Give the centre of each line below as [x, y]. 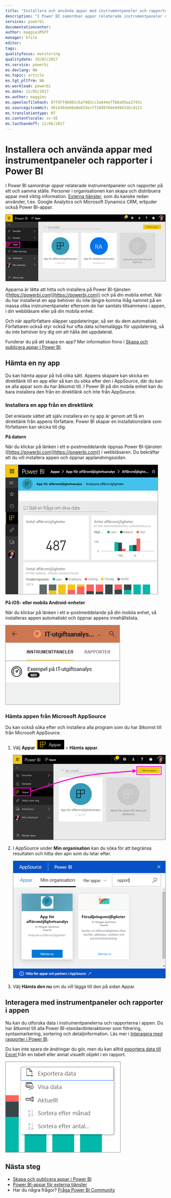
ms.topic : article [25, 76]
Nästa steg [23, 1167]
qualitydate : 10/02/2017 [32, 59]
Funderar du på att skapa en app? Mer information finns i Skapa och [77, 342]
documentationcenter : [28, 27]
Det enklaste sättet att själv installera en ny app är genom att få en [75, 416]
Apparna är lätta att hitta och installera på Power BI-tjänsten [68, 290]
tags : [11, 48]
